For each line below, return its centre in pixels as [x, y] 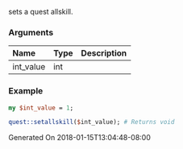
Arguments [31, 32]
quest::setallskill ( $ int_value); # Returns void [91, 122]
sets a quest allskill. [41, 12]
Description [104, 53]
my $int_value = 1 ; [41, 108]
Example [26, 91]
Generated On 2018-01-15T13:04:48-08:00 [79, 138]
